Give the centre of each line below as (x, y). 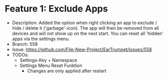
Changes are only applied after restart (67, 70)
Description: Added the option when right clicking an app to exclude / (85, 23)
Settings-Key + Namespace (48, 60)
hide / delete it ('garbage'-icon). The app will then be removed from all (85, 28)
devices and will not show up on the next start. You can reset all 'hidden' (88, 33)
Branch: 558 (25, 44)
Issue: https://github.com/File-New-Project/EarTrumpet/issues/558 (82, 49)
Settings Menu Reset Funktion (51, 65)
